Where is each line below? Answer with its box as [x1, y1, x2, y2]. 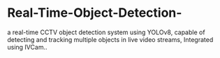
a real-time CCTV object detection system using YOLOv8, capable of [7, 28, 205, 36]
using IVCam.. [7, 43, 47, 51]
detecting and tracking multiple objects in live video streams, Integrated [7, 35, 214, 43]
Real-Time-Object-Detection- [7, 5, 182, 21]
